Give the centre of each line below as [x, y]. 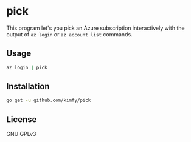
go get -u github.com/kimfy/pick [49, 100]
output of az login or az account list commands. [69, 34]
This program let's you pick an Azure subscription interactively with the [95, 28]
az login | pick [27, 67]
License [22, 119]
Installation [28, 86]
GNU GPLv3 [21, 134]
